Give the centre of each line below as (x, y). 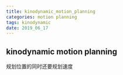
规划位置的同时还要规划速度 (40, 67)
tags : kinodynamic (28, 22)
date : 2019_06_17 (27, 28)
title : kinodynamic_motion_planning (51, 11)
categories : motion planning (42, 17)
